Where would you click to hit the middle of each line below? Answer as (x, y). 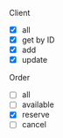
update (35, 60)
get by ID (38, 40)
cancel (34, 125)
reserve (35, 115)
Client (20, 13)
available (38, 104)
